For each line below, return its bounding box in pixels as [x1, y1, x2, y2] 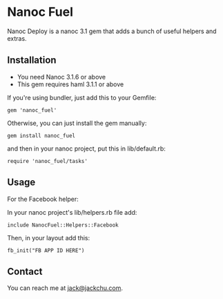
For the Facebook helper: [7, 195, 79, 203]
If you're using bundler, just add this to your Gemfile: [7, 93, 157, 102]
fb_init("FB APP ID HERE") [7, 247, 85, 254]
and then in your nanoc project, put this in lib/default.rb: [7, 144, 166, 153]
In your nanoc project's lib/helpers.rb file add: [7, 208, 137, 216]
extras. [7, 34, 27, 42]
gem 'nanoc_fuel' [7, 106, 57, 114]
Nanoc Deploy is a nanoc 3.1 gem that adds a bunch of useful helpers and [7, 27, 217, 35]
